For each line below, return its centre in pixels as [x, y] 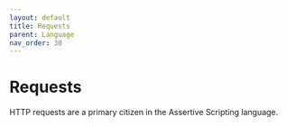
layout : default [40, 18]
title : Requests [40, 26]
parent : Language [42, 34]
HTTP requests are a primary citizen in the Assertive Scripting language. [144, 112]
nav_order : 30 [36, 43]
